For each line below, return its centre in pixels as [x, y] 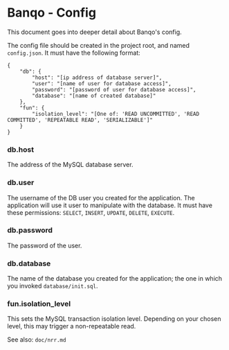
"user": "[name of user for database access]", [102, 84]
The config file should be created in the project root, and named [99, 45]
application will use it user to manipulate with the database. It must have [110, 205]
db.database [29, 263]
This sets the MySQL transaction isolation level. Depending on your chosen [114, 319]
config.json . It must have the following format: [74, 53]
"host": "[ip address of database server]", [97, 78]
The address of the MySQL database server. [70, 165]
